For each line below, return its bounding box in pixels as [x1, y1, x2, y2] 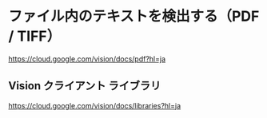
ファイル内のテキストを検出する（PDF [8, 7, 260, 26]
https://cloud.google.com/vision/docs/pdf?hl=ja [8, 53, 166, 64]
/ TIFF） [8, 27, 62, 45]
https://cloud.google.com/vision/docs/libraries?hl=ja [8, 100, 181, 110]
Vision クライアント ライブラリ [8, 79, 161, 92]
